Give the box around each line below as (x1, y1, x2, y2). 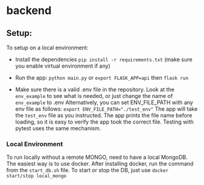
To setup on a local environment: (6, 44, 89, 51)
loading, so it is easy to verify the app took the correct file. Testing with (15, 118, 194, 125)
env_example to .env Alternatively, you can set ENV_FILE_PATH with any (15, 99, 194, 106)
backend (6, 4, 52, 18)
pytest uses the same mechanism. (15, 125, 102, 131)
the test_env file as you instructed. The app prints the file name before (15, 112, 193, 119)
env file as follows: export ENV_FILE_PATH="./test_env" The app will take (15, 105, 198, 113)
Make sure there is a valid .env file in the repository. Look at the (15, 86, 175, 93)
